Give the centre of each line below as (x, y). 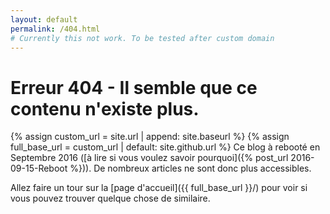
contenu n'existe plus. (105, 108)
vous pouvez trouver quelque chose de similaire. (110, 198)
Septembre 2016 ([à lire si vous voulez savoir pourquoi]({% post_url (149, 158)
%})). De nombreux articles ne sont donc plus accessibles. (190, 168)
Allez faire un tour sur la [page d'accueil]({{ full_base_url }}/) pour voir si (159, 188)
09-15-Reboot (39, 168)
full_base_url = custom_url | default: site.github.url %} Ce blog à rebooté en (165, 147)
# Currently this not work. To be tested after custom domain (142, 38)
